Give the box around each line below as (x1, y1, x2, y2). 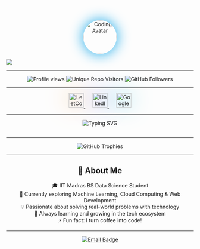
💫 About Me (77, 165, 123, 176)
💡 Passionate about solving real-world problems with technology (20, 203, 180, 210)
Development (83, 196, 117, 204)
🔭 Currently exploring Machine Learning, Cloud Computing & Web (19, 190, 181, 198)
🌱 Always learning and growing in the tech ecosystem (34, 210, 166, 217)
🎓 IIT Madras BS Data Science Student (51, 182, 149, 189)
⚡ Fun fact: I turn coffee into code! (58, 216, 142, 223)
